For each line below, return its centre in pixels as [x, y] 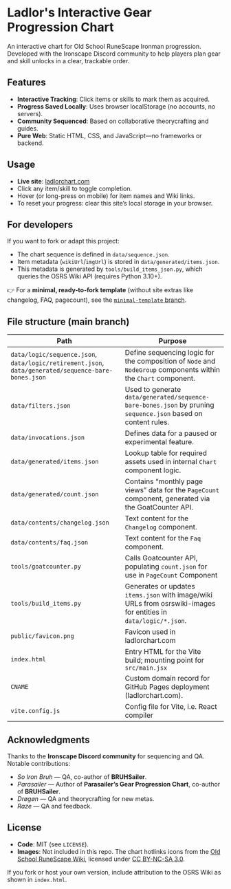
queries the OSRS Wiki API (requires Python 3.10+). [89, 276]
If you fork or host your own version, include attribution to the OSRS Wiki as [114, 872]
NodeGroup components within [173, 370]
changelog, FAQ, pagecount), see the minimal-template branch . [97, 300]
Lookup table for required [166, 453]
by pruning [197, 405]
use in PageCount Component [171, 575]
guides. [28, 128]
